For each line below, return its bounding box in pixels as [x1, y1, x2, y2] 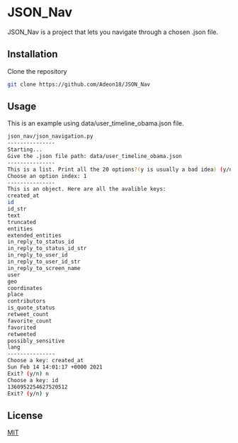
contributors [7, 298, 46, 305]
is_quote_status [7, 304, 55, 312]
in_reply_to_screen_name [7, 264, 81, 271]
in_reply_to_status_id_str [7, 245, 87, 252]
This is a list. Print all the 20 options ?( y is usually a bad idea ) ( [7, 166, 223, 173]
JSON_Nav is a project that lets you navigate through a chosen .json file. [7, 28, 218, 36]
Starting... [7, 146, 42, 153]
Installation [7, 48, 58, 60]
